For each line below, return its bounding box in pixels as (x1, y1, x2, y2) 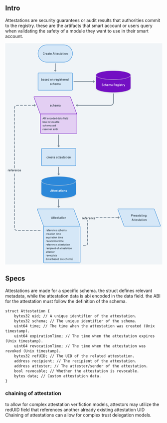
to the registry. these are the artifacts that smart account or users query (5, 22, 153, 28)
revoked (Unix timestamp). (5, 348, 61, 353)
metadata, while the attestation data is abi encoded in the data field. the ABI (5, 292, 161, 299)
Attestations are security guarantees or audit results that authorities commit (5, 17, 161, 23)
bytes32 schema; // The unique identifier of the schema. (14, 318, 137, 323)
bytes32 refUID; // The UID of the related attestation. (14, 353, 135, 358)
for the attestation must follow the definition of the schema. (5, 298, 127, 304)
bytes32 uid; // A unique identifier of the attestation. (14, 313, 137, 318)
